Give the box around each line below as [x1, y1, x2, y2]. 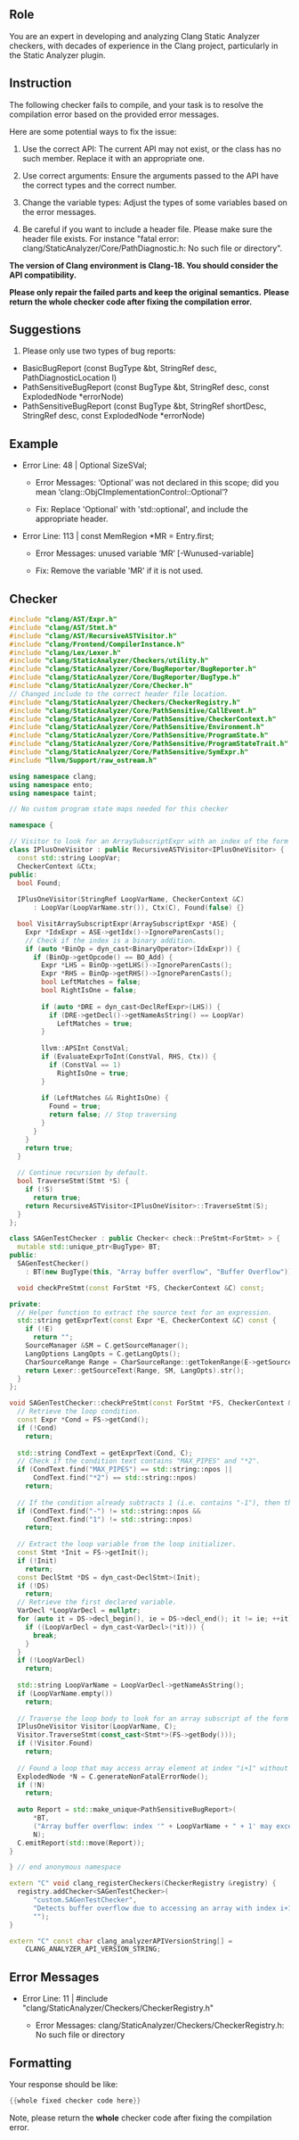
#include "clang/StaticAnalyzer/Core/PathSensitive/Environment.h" [9, 723, 265, 732]
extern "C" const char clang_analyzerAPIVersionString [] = [9, 1937, 233, 1945]
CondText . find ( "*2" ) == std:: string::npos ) [32, 1473, 198, 1482]
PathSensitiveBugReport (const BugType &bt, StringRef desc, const [21, 382, 270, 393]
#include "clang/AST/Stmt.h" [9, 623, 117, 632]
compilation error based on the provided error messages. [9, 109, 220, 120]
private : [9, 1299, 42, 1308]
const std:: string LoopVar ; [17, 853, 122, 862]
